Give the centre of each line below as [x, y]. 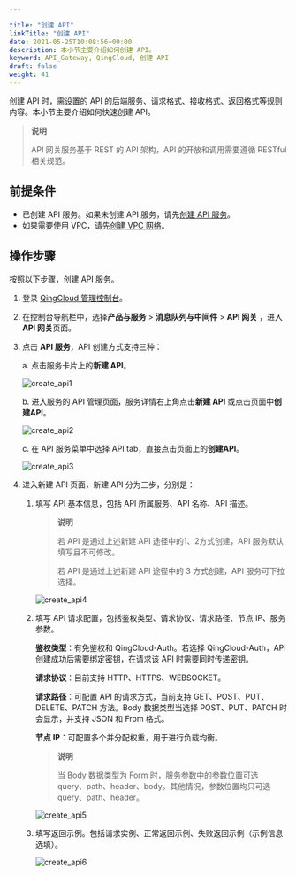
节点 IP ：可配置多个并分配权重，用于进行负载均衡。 [129, 737]
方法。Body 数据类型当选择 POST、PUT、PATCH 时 [193, 707]
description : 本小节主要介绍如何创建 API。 [83, 50]
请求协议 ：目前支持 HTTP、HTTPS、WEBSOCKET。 [130, 678]
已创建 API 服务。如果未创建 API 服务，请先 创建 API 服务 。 [129, 214]
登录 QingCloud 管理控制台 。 [75, 298]
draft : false [33, 66]
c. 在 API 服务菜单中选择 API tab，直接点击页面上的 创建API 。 [133, 448]
